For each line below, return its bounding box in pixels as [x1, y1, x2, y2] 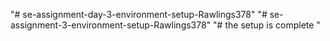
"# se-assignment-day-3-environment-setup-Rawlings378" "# [10, 9, 268, 20]
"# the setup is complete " [213, 19, 321, 31]
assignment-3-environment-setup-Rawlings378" [10, 19, 212, 31]
